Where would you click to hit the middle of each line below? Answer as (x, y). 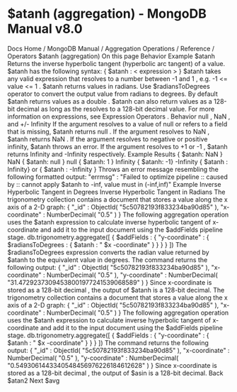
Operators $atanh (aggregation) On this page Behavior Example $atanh (111, 56)
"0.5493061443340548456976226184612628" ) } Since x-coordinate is (112, 365)
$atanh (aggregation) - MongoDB (107, 14)
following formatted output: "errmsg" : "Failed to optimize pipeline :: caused (117, 177)
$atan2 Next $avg (34, 380)
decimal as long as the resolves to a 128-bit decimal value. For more (116, 109)
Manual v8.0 (45, 29)
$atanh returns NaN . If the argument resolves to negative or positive (108, 139)
